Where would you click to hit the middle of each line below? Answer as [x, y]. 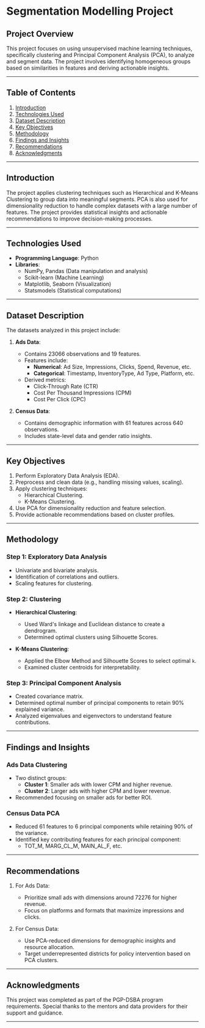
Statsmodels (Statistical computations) [73, 291]
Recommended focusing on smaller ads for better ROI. [84, 798]
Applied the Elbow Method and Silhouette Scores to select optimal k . [110, 661]
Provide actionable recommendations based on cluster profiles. [95, 515]
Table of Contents [41, 93]
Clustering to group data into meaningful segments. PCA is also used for [97, 199]
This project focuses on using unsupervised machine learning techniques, [99, 48]
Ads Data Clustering [37, 765]
